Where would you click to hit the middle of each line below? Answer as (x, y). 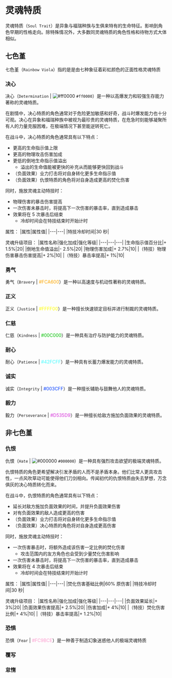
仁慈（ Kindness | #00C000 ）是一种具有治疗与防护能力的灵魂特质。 (76, 335)
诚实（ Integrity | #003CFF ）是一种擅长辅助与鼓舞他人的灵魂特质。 (77, 388)
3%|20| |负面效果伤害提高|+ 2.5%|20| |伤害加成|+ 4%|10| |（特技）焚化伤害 (85, 607)
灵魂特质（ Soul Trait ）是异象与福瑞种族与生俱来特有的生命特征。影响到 (82, 26)
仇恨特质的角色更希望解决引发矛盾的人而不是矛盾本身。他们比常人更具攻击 (84, 472)
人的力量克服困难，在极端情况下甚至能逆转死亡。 (61, 126)
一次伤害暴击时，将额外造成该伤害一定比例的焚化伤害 (69, 547)
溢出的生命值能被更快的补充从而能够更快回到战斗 (72, 167)
